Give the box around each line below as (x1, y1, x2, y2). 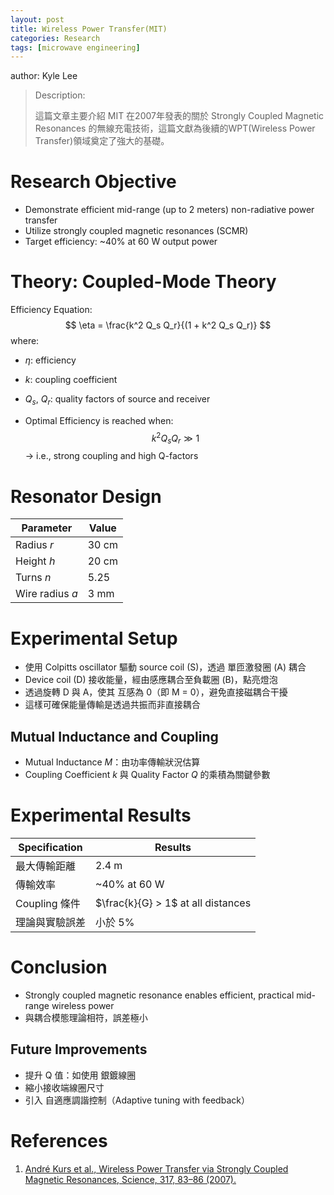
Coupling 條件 (15, 897, 81, 910)
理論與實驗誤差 (15, 916, 87, 929)
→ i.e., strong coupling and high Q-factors (24, 450, 199, 462)
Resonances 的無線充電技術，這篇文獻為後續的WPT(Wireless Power (34, 122, 316, 135)
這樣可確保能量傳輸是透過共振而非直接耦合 (24, 699, 201, 711)
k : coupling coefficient (24, 374, 118, 386)
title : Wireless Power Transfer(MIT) (10, 24, 168, 34)
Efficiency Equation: (10, 304, 93, 316)
